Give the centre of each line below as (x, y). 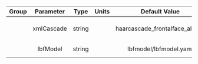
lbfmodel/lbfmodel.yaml (160, 49)
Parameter (50, 11)
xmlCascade (50, 29)
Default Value (160, 11)
